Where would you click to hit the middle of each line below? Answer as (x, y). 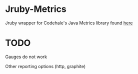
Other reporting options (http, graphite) (45, 66)
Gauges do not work (26, 57)
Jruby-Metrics (36, 9)
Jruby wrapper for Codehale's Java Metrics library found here (69, 23)
